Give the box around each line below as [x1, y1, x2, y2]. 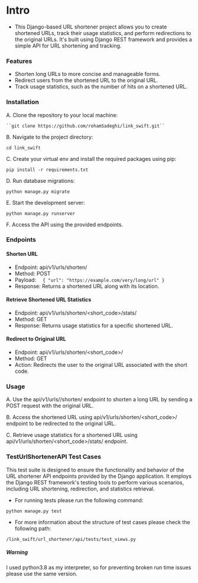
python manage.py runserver [6, 210, 76, 217]
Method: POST [14, 270, 51, 277]
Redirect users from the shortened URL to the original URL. [14, 77, 158, 84]
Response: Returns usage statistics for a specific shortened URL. [14, 322, 173, 329]
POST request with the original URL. [6, 402, 94, 410]
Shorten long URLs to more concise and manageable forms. [14, 71, 161, 78]
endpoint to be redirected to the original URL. [6, 420, 116, 427]
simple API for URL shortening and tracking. [14, 42, 122, 49]
